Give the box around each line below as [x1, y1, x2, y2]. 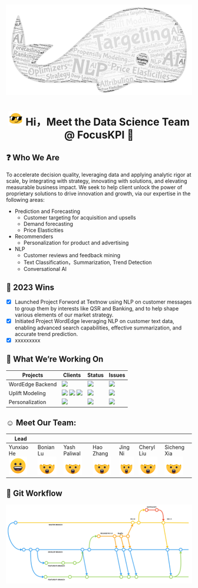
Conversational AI [23, 266, 67, 273]
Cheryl [138, 444, 155, 451]
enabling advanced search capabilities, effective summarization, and [14, 324, 182, 331]
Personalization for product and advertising [23, 239, 129, 247]
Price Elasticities [23, 227, 64, 234]
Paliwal [63, 450, 81, 457]
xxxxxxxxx [14, 337, 41, 344]
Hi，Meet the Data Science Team [25, 115, 190, 129]
